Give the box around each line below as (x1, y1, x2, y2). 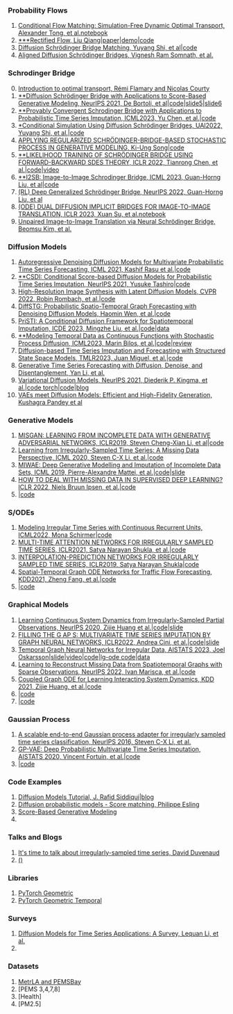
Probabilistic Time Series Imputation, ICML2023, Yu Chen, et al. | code (17, 113, 216, 122)
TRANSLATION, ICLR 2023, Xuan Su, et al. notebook (17, 209, 166, 218)
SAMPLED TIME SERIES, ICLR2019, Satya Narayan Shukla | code (17, 561, 200, 569)
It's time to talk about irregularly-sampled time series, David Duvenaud (17, 848, 221, 857)
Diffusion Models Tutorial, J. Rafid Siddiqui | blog (17, 793, 155, 801)
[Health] (17, 992, 42, 1000)
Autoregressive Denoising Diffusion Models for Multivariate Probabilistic (17, 257, 224, 266)
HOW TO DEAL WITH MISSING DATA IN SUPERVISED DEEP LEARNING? (17, 476, 223, 484)
